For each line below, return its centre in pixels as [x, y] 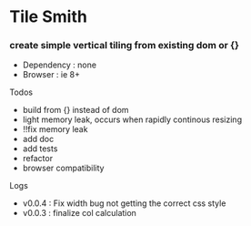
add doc [38, 139]
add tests [40, 149]
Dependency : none [60, 65]
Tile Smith [49, 17]
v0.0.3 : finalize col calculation [79, 213]
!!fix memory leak [55, 129]
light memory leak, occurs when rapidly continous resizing [132, 119]
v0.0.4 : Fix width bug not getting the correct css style [124, 203]
